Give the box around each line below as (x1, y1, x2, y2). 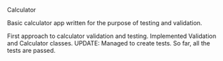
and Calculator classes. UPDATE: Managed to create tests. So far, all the (7, 39, 211, 47)
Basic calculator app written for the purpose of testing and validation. (7, 19, 202, 26)
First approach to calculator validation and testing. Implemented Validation (7, 32, 217, 40)
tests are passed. (7, 47, 56, 54)
